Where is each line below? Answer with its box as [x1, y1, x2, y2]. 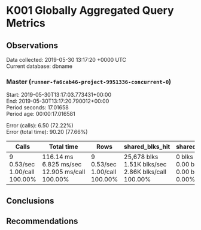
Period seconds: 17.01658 [6, 104, 69, 111]
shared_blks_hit [123, 142, 170, 151]
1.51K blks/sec [123, 160, 167, 169]
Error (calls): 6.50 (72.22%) [6, 122, 74, 129]
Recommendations [6, 216, 78, 226]
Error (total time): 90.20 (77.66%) [6, 129, 88, 136]
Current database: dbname [6, 62, 73, 70]
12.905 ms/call [41, 168, 86, 176]
